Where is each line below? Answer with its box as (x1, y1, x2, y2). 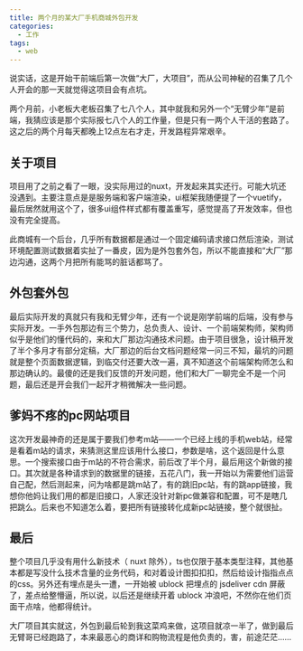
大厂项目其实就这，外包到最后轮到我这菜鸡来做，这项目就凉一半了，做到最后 (9, 620, 294, 631)
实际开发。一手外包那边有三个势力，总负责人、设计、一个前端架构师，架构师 (9, 322, 294, 333)
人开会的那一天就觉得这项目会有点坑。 (9, 84, 151, 95)
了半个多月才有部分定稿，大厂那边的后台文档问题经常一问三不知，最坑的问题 (9, 344, 294, 355)
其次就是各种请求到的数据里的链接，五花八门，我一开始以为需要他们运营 (24, 467, 294, 478)
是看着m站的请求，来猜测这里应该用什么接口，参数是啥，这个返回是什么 (9, 445, 278, 456)
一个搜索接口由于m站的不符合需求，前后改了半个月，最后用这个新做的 (24, 456, 286, 467)
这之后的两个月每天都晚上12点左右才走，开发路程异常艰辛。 (9, 126, 232, 137)
